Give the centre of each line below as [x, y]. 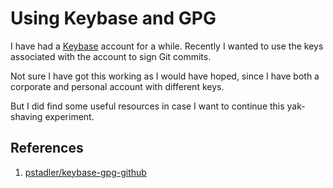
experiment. [69, 116]
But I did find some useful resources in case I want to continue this [147, 106]
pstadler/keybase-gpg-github [85, 172]
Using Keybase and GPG [113, 18]
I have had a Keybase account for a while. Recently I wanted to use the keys [167, 46]
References [47, 148]
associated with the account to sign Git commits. [111, 56]
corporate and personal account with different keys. [117, 86]
